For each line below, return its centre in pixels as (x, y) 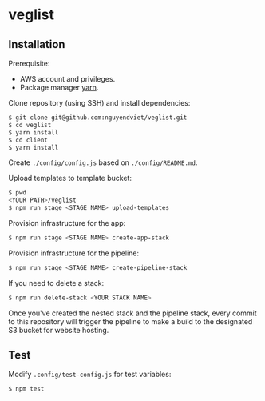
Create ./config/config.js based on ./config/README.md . (103, 162)
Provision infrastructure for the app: (67, 223)
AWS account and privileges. (67, 79)
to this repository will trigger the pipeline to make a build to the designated (131, 321)
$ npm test (26, 389)
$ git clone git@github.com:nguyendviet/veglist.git (98, 118)
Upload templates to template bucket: (70, 178)
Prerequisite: (29, 63)
